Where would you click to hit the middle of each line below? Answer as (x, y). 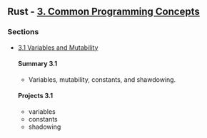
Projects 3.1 (35, 96)
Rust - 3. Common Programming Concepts (103, 12)
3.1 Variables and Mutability (58, 47)
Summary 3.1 (37, 64)
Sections (23, 32)
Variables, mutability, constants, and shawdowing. (102, 79)
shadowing (45, 127)
